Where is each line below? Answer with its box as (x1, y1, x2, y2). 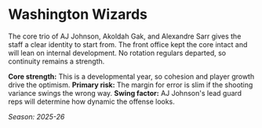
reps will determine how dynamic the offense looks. (8, 97, 175, 106)
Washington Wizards (8, 5, 147, 24)
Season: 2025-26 (8, 112, 65, 121)
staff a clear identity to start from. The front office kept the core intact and (8, 39, 248, 49)
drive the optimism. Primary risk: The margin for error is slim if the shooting (8, 80, 253, 90)
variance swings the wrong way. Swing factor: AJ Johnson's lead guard (8, 88, 242, 97)
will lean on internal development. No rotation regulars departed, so (8, 48, 227, 57)
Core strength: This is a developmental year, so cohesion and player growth (8, 71, 255, 81)
